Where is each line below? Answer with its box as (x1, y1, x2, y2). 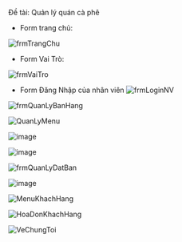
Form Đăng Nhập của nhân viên (19, 85, 125, 95)
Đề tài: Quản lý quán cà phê (8, 8, 100, 17)
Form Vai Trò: (19, 54, 65, 63)
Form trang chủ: (19, 23, 73, 32)
